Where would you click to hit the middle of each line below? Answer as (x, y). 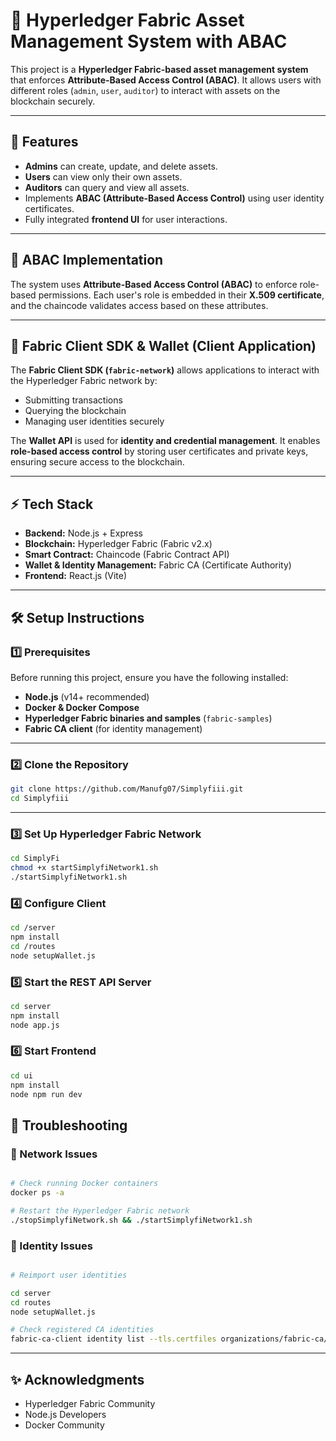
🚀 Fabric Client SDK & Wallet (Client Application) (163, 345)
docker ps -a (37, 1193)
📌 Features (44, 142)
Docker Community (64, 1425)
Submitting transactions (73, 400)
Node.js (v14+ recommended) (87, 696)
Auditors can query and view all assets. (107, 187)
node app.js (35, 1025)
